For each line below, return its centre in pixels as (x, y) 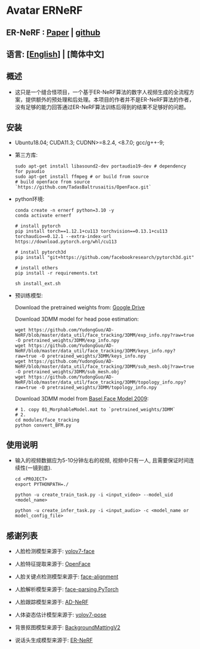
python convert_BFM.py (43, 425)
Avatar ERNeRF (44, 10)
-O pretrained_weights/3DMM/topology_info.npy (98, 387)
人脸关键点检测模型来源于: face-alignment (66, 577)
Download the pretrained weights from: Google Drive (80, 307)
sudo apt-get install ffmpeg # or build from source (82, 176)
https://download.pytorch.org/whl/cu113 (66, 242)
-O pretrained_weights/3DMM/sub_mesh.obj (67, 371)
